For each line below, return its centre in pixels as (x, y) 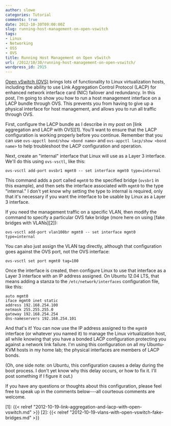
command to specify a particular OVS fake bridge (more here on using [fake (85, 218)
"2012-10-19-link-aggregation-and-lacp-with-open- (87, 407)
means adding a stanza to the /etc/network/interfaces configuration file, (82, 282)
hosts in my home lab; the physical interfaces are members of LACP (88, 350)
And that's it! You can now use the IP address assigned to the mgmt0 (76, 328)
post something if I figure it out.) (39, 376)
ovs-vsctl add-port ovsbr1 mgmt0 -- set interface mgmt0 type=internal (83, 171)
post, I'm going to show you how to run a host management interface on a (83, 98)
